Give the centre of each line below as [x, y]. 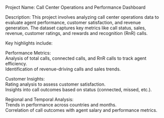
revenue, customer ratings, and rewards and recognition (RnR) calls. [77, 33]
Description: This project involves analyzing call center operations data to [82, 17]
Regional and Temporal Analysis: [39, 99]
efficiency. [16, 64]
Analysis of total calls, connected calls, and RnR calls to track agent [76, 58]
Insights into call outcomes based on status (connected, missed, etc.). [79, 90]
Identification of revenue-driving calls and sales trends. [63, 69]
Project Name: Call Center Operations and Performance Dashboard [75, 7]
